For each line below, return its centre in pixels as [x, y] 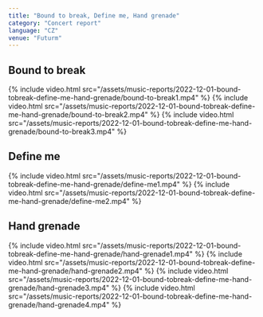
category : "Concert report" [55, 23]
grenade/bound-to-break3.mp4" [62, 131]
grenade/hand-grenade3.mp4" [59, 288]
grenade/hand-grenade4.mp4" [59, 304]
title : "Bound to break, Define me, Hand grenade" [94, 16]
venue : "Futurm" [35, 38]
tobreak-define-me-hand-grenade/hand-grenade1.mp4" [100, 254]
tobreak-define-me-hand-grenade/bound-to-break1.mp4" [104, 98]
